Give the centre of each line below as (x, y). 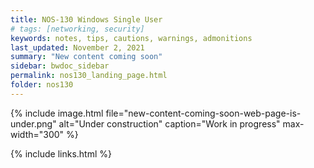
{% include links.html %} (61, 153)
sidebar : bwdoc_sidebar (60, 66)
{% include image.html (57, 113)
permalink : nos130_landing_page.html (89, 76)
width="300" (37, 134)
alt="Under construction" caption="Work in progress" (169, 123)
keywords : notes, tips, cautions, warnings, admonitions (131, 38)
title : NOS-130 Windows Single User (86, 19)
